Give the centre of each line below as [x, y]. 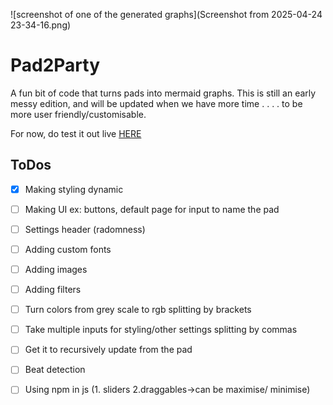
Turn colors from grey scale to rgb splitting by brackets [138, 310]
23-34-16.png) [41, 25]
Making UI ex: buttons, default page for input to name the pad [152, 209]
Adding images [56, 269]
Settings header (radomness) [85, 229]
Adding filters [53, 290]
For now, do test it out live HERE [76, 133]
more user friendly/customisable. [78, 114]
